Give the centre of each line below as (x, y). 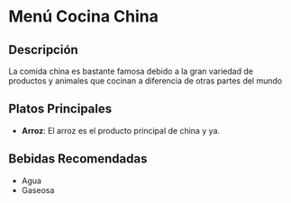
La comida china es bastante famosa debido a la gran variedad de (131, 71)
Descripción (43, 50)
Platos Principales (60, 109)
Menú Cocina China (83, 17)
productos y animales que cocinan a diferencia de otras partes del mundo (145, 81)
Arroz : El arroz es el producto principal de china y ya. (121, 130)
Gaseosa (38, 190)
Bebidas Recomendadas (78, 159)
